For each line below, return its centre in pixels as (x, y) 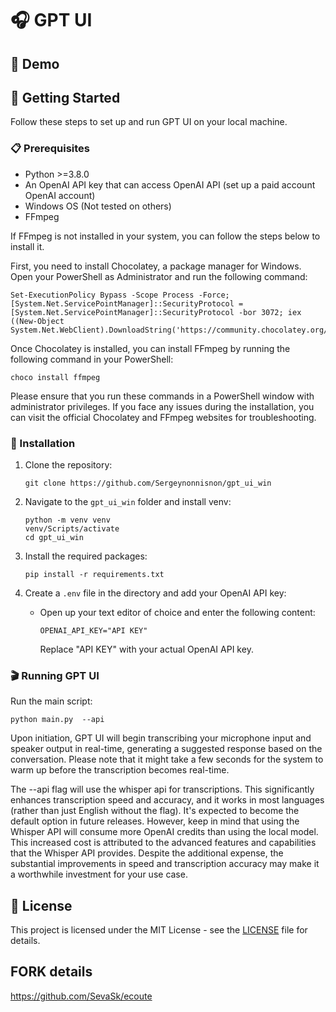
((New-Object (37, 321)
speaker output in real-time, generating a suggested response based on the (166, 749)
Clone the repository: (68, 464)
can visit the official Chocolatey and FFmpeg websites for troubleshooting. (163, 417)
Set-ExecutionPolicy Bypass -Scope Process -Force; (120, 295)
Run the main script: (51, 701)
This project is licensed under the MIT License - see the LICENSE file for (159, 930)
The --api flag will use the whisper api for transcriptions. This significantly (162, 789)
